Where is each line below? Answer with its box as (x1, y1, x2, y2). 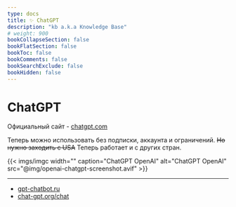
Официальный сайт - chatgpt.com (7, 122, 107, 131)
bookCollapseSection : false (7, 36, 90, 44)
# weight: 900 (7, 29, 49, 37)
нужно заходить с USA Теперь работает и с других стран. (7, 143, 182, 152)
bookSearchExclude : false (7, 62, 83, 69)
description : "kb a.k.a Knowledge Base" (7, 23, 128, 30)
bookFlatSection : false (7, 43, 77, 50)
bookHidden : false (7, 69, 61, 76)
